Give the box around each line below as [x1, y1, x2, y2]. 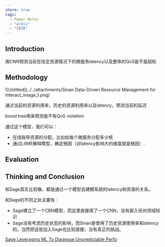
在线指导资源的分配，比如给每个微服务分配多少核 [12, 134, 113, 140]
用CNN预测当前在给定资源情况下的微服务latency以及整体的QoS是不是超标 [5, 58, 157, 64]
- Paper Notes [9, 17, 39, 22]
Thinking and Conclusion [5, 172, 85, 181]
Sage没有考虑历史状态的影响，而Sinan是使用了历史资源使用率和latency [12, 220, 159, 226]
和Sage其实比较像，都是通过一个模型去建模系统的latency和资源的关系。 [5, 186, 153, 192]
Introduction [5, 45, 45, 53]
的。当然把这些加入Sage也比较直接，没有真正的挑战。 [12, 226, 124, 232]
